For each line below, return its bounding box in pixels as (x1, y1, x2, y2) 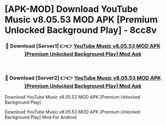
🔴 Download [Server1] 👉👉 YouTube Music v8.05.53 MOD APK (5, 43, 161, 50)
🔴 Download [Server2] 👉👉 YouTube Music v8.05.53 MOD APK (4, 74, 162, 81)
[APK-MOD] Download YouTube (4, 3, 138, 15)
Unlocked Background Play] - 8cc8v (4, 25, 157, 36)
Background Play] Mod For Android (4, 114, 77, 120)
